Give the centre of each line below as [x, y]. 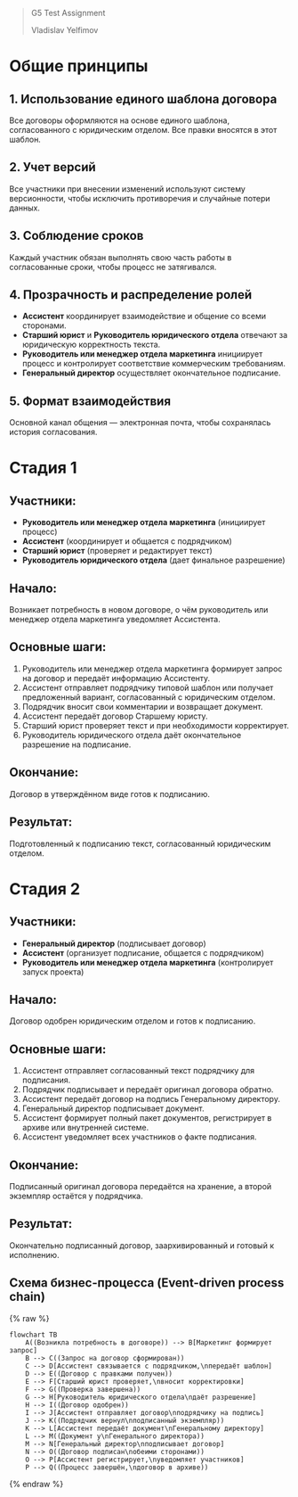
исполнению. [34, 1254]
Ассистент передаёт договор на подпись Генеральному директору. [151, 1099]
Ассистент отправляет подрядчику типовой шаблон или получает [148, 687]
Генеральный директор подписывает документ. [113, 1108]
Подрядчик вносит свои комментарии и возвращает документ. [142, 706]
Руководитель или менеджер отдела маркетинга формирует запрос [152, 669]
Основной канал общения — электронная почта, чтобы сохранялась [140, 423]
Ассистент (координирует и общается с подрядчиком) [127, 541]
